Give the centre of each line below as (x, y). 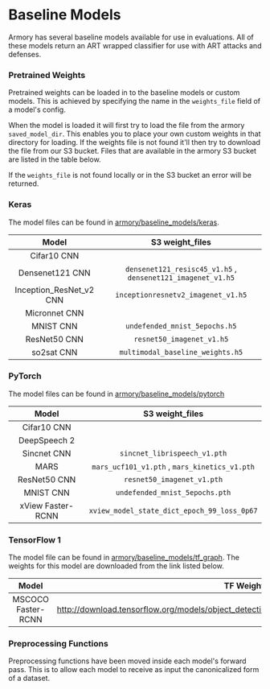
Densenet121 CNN (55, 273)
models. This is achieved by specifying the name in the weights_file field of (135, 101)
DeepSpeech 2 (47, 440)
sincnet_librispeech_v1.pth (173, 453)
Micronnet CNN (55, 313)
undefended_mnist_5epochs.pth (173, 492)
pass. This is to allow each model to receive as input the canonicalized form (134, 670)
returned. (24, 184)
